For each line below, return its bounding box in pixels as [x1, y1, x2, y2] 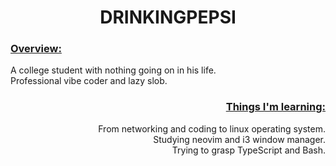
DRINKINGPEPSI [99, 6, 237, 29]
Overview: [10, 42, 62, 56]
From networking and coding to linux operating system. [98, 122, 326, 135]
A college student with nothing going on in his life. [10, 64, 217, 76]
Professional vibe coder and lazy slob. [10, 75, 168, 87]
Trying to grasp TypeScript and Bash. [171, 144, 326, 156]
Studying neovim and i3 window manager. [153, 133, 326, 145]
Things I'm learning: [225, 100, 326, 114]
